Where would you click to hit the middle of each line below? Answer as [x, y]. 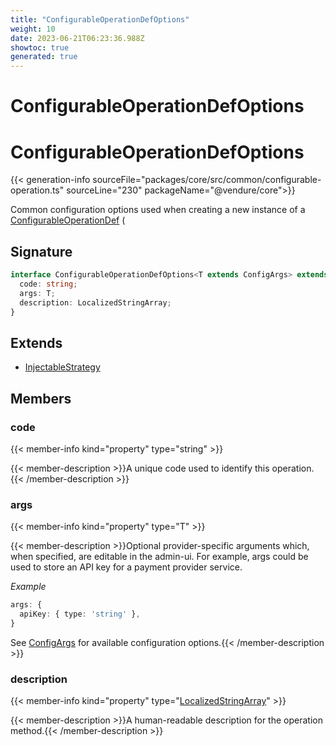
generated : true [44, 57]
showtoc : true [40, 47]
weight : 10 [33, 29]
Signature [41, 251]
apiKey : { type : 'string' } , [80, 614]
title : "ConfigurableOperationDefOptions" [100, 19]
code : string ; [48, 284]
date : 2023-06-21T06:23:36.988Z [77, 38]
